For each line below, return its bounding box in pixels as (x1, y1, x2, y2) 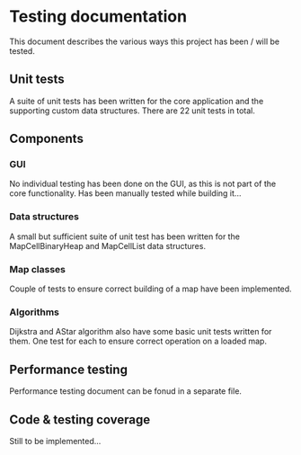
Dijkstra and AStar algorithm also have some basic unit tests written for (9, 326, 272, 337)
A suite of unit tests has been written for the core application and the (9, 95, 264, 106)
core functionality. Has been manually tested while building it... (9, 188, 242, 199)
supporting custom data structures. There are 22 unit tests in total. (9, 105, 256, 116)
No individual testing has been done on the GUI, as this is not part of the (9, 178, 277, 190)
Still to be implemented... (9, 435, 102, 446)
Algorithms (9, 306, 60, 318)
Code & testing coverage (9, 412, 151, 427)
